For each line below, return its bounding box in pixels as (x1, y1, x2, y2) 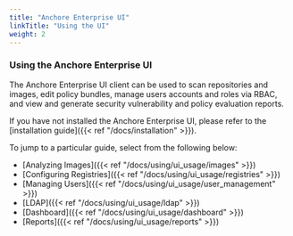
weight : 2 (9, 29, 46, 38)
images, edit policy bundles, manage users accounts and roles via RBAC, (9, 88, 278, 99)
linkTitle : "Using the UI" (9, 21, 110, 30)
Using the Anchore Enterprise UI (9, 59, 153, 71)
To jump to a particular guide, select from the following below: (9, 142, 238, 152)
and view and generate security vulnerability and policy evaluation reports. (9, 98, 284, 109)
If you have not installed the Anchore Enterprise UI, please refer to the (9, 115, 267, 126)
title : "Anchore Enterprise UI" (9, 12, 130, 22)
